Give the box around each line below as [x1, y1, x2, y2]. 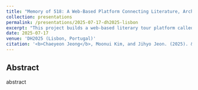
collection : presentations [6, 14, 72, 20]
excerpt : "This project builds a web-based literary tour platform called [6, 25, 194, 31]
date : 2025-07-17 [6, 30, 49, 36]
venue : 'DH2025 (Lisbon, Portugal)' [6, 36, 96, 41]
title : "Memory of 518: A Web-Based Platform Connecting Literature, [6, 8, 181, 15]
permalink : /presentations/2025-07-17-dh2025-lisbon [6, 19, 138, 25]
